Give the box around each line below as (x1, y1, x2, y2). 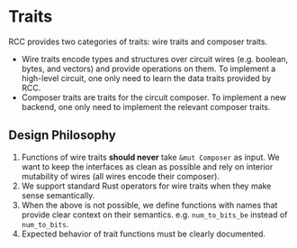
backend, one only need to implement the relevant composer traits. (21, 101, 271, 112)
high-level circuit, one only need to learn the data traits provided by (21, 72, 272, 83)
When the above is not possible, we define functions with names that (21, 199, 278, 210)
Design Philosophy (8, 128, 116, 143)
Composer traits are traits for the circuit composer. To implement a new (21, 92, 287, 103)
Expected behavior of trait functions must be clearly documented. (21, 228, 266, 239)
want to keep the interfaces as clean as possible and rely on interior (21, 161, 274, 172)
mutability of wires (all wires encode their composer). (21, 170, 220, 181)
